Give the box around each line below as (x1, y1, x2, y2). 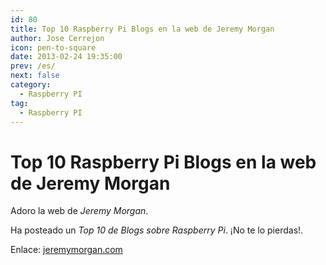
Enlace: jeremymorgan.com (10, 244, 123, 256)
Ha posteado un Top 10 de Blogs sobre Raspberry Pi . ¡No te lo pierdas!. (10, 224, 304, 236)
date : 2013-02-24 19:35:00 (10, 52, 123, 62)
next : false (10, 71, 60, 81)
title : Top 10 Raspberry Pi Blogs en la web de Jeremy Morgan (10, 24, 275, 34)
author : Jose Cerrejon (10, 33, 105, 43)
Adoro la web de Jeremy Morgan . (10, 205, 149, 217)
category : (10, 80, 52, 90)
